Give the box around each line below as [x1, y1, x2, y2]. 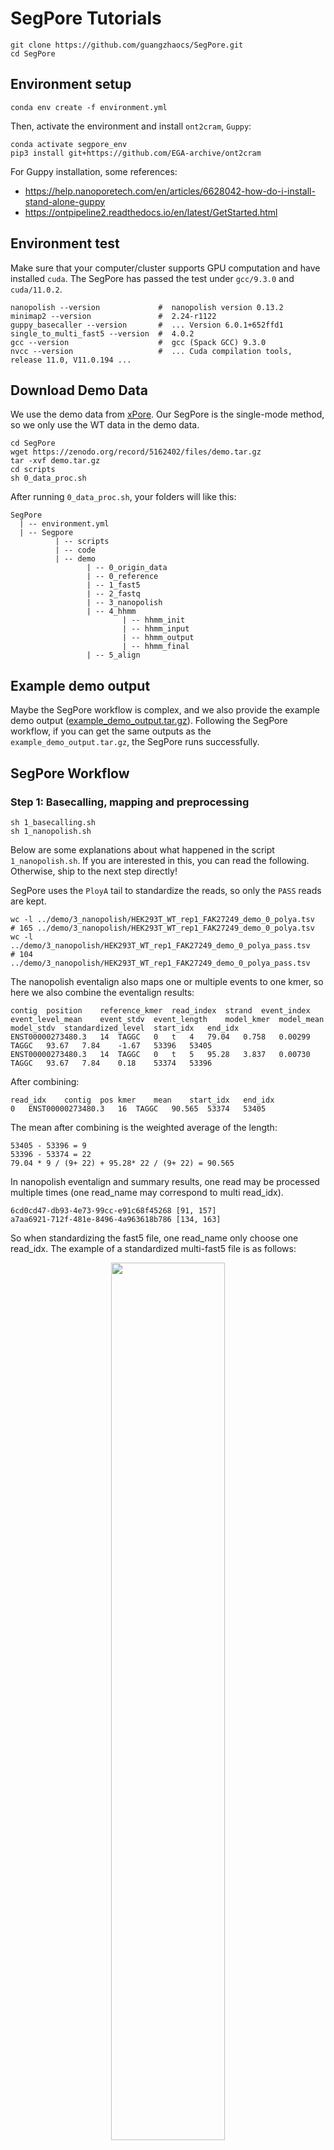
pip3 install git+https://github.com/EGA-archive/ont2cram [10, 148, 262, 158]
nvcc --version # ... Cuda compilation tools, [10, 346, 293, 356]
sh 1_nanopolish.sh [10, 826, 92, 836]
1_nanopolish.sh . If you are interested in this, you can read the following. [10, 854, 310, 866]
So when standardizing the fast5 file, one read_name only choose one [10, 1232, 299, 1244]
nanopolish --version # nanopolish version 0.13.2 [10, 302, 284, 312]
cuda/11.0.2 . [10, 283, 63, 295]
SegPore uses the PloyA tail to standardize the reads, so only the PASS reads [10, 884, 322, 896]
